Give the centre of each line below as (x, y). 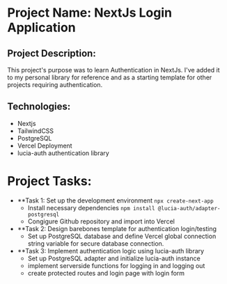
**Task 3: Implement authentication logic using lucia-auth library (110, 251)
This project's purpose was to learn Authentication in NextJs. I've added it (114, 70)
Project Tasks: (49, 181)
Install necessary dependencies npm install (91, 207)
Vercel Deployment (45, 145)
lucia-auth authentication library (63, 153)
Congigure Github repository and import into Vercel (101, 221)
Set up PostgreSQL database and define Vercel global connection (122, 236)
